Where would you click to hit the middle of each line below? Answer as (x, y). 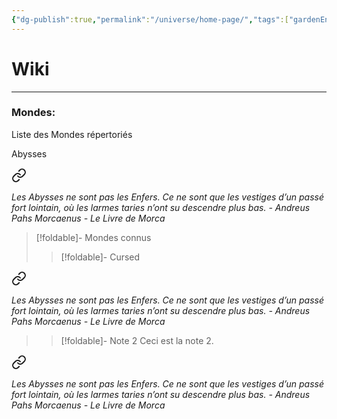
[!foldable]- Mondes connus (93, 237)
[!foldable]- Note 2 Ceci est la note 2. (137, 340)
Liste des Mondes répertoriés (72, 134)
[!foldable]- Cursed (100, 257)
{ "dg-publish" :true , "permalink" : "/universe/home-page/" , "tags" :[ (150, 19)
